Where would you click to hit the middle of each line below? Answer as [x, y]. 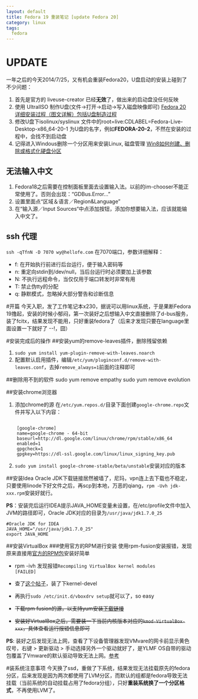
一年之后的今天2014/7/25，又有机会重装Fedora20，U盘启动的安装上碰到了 [97, 79]
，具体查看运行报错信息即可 [56, 628]
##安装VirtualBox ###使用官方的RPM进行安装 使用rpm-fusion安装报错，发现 [99, 546]
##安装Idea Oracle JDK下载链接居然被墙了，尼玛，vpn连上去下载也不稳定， [98, 478]
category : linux [26, 22]
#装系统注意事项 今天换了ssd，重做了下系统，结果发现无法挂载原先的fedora [98, 668]
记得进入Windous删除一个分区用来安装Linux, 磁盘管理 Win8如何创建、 [100, 144]
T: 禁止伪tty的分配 [37, 286]
